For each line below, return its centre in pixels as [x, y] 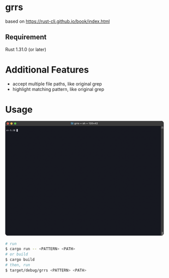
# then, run [18, 265]
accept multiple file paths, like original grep [57, 84]
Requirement [26, 37]
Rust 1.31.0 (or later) [26, 49]
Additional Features [47, 69]
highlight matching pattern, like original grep [58, 89]
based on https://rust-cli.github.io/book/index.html [58, 21]
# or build [17, 254]
